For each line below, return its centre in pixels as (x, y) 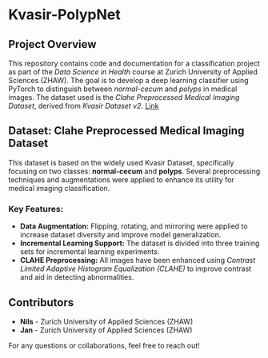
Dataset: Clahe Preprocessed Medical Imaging (126, 131)
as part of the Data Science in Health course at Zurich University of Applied (133, 72)
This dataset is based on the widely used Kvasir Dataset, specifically (121, 162)
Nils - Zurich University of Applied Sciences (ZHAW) (106, 321)
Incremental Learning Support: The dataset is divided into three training (140, 243)
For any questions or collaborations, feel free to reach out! (104, 345)
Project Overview (52, 44)
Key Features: (36, 209)
